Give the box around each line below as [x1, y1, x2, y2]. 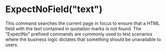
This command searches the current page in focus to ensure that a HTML [5, 20, 160, 26]
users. [5, 41, 19, 47]
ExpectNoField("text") [5, 4, 103, 15]
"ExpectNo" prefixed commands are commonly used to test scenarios [5, 31, 153, 37]
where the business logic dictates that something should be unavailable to [5, 36, 161, 42]
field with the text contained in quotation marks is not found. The [5, 25, 141, 31]
